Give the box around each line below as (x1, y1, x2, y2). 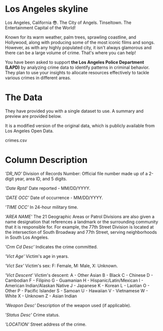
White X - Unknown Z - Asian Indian (5, 293, 77, 299)
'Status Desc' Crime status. (5, 311, 60, 318)
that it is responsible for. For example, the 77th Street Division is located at (5, 224, 154, 230)
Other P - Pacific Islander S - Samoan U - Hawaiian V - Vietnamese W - (5, 288, 148, 293)
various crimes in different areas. (5, 75, 72, 81)
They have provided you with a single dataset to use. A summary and (5, 108, 144, 114)
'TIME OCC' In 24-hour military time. (5, 204, 78, 210)
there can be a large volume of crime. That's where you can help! (5, 50, 136, 56)
